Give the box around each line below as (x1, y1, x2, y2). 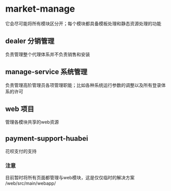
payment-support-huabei (5, 134, 88, 143)
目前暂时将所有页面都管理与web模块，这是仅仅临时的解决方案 (5, 175, 135, 181)
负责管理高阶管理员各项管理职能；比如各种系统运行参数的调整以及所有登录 (5, 82, 161, 88)
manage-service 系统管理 (5, 68, 88, 76)
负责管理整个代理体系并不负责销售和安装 (5, 51, 90, 57)
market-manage (5, 3, 75, 15)
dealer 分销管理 (5, 37, 54, 46)
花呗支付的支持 (5, 148, 37, 154)
